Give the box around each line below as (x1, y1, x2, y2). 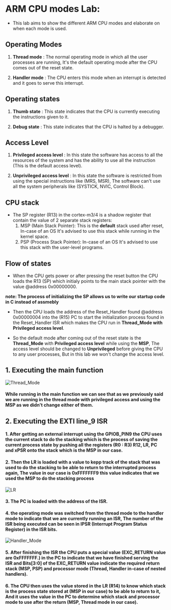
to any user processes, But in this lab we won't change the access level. (12, 351, 164, 357)
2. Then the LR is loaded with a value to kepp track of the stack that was (5, 459, 161, 465)
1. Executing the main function (5, 366, 104, 375)
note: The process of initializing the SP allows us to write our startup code (5, 294, 165, 299)
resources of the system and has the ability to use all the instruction (12, 157, 156, 163)
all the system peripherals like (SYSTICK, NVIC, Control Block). (12, 183, 145, 189)
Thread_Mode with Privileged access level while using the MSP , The (12, 340, 160, 346)
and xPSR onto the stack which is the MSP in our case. (5, 447, 123, 453)
